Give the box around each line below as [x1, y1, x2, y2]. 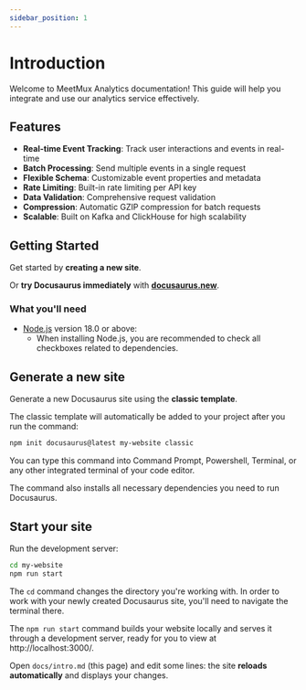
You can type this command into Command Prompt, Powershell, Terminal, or [9, 455, 297, 466]
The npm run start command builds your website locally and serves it [9, 622, 272, 633]
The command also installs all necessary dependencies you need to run [9, 483, 280, 494]
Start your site [9, 518, 93, 535]
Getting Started [9, 238, 100, 253]
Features [9, 119, 61, 134]
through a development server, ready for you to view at [9, 632, 217, 643]
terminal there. [9, 605, 65, 616]
